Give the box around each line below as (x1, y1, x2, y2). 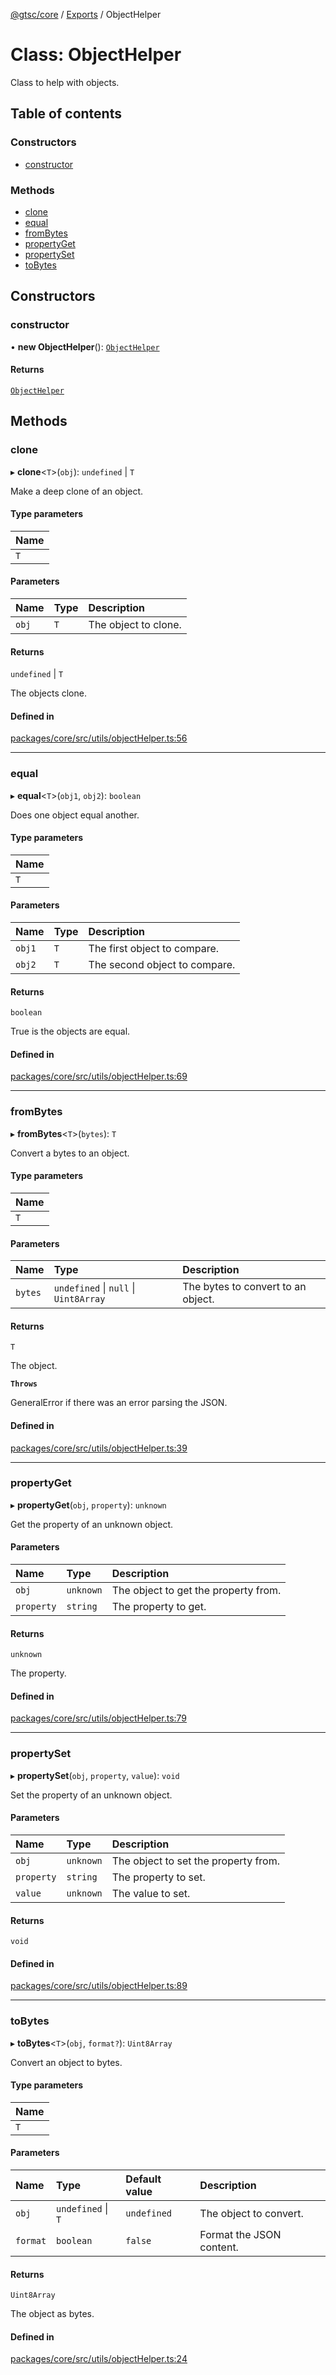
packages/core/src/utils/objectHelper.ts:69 (10, 1070, 188, 1083)
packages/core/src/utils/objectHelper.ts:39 (10, 1442, 188, 1454)
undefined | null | (53, 1281, 136, 1295)
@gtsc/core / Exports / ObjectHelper (10, 9, 162, 20)
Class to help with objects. (10, 76, 120, 88)
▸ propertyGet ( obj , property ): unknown (10, 1499, 167, 1511)
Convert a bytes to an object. (10, 1147, 130, 1159)
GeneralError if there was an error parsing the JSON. (10, 1397, 228, 1409)
